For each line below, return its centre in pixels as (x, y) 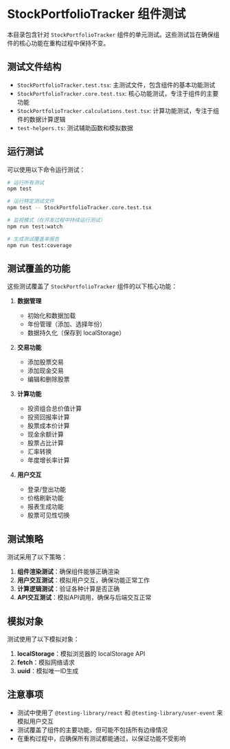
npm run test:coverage (39, 245)
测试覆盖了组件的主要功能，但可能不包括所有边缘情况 (92, 730)
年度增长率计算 (48, 460)
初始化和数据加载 (51, 316)
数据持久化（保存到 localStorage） (76, 333)
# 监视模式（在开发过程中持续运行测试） (56, 220)
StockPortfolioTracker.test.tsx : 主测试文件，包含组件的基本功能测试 (116, 85)
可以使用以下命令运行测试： (46, 169)
